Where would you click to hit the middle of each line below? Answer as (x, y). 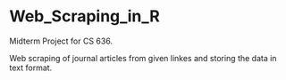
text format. (31, 68)
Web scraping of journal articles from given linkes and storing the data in (143, 58)
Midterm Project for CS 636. (61, 41)
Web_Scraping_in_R (85, 16)
